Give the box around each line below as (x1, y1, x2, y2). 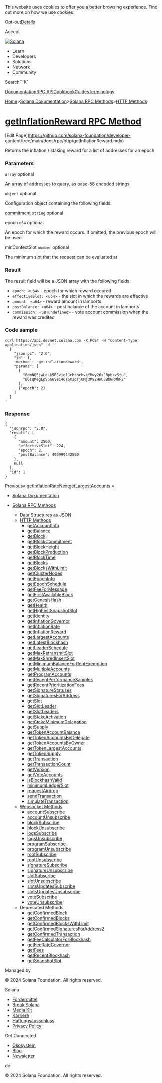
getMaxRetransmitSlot (27, 650, 73, 656)
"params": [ (14, 364, 39, 369)
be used (5, 235, 22, 241)
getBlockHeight (27, 544, 59, 550)
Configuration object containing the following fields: (5, 200, 112, 206)
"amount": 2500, (18, 439, 52, 444)
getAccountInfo (27, 523, 60, 529)
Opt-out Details (5, 19, 36, 25)
